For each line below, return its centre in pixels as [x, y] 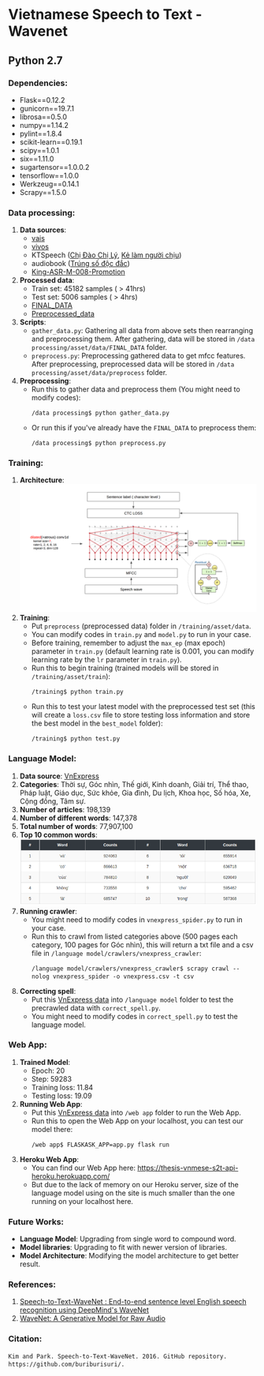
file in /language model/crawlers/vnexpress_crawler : [116, 953]
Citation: [25, 1339]
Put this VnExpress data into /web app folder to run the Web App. [136, 1112]
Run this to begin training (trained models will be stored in [125, 668]
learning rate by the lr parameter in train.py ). [107, 660]
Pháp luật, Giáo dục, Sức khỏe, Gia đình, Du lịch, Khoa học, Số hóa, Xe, [135, 793]
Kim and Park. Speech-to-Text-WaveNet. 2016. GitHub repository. [117, 1356]
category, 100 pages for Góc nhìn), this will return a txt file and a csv [142, 944]
